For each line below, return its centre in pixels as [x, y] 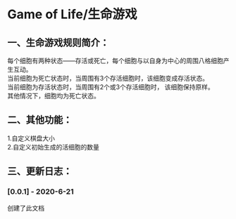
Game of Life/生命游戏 [72, 14]
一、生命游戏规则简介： [58, 42]
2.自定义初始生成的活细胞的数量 [54, 147]
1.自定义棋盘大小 [31, 138]
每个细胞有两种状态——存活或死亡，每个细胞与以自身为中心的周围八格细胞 [115, 61]
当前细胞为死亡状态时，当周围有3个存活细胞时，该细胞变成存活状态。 [108, 78]
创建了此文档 [26, 208]
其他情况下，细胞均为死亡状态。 [54, 96]
